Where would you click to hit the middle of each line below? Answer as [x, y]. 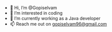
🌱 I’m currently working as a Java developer [55, 18]
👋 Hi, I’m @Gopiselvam [33, 8]
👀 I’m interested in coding [36, 13]
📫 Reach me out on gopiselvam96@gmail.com [58, 24]
